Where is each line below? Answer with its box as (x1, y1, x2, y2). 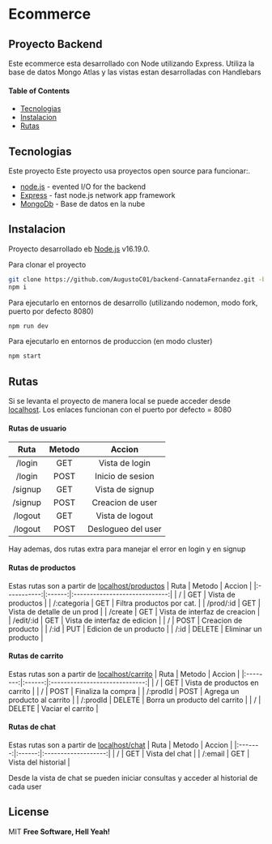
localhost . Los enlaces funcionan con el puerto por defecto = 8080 (8, 405, 232, 414)
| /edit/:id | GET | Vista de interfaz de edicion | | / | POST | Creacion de (8, 615, 243, 625)
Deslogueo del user (87, 524, 162, 535)
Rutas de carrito (8, 651, 64, 661)
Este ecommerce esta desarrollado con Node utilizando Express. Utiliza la (8, 58, 255, 68)
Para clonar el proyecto (8, 259, 87, 269)
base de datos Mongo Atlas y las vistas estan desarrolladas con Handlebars (8, 67, 261, 77)
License (8, 805, 49, 819)
